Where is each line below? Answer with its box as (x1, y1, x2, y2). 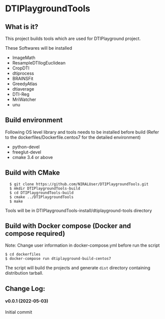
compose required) (5, 229, 66, 238)
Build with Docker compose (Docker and (5, 222, 132, 230)
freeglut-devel (12, 149, 41, 155)
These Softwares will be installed (5, 45, 72, 51)
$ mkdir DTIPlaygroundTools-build (9, 186, 80, 191)
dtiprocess (12, 70, 34, 76)
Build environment (5, 116, 63, 125)
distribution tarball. (5, 270, 43, 276)
